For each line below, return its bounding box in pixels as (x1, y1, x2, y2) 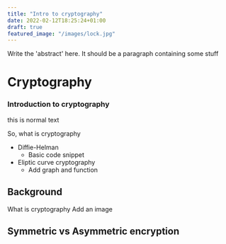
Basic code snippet (28, 150, 85, 159)
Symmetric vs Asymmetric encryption (7, 225, 179, 237)
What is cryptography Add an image (7, 204, 113, 213)
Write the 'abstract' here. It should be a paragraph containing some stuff (7, 50, 219, 58)
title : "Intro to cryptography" (7, 10, 103, 18)
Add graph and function (28, 165, 98, 174)
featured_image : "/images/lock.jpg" (7, 30, 115, 37)
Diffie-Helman (17, 143, 59, 151)
